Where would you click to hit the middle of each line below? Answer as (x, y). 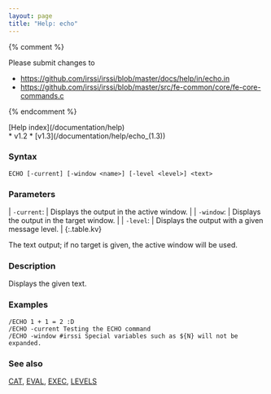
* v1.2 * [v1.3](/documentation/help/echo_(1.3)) (87, 136)
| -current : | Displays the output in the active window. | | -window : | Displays (135, 212)
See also (26, 363)
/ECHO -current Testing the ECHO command (80, 329)
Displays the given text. (48, 284)
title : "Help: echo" (44, 24)
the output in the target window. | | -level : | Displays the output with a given (136, 221)
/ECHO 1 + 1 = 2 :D (42, 322)
